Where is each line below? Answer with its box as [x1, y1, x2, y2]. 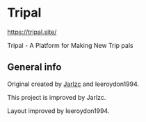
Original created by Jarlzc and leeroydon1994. [7, 80, 140, 88]
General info [7, 61, 62, 73]
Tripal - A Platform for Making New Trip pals [7, 41, 133, 49]
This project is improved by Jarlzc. [7, 93, 106, 101]
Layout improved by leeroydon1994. [7, 106, 110, 115]
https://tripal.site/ [7, 28, 57, 36]
